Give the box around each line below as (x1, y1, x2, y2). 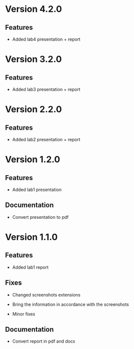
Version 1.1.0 (5, 232, 58, 243)
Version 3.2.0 (5, 53, 62, 65)
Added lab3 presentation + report (12, 87, 80, 92)
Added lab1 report (12, 264, 49, 270)
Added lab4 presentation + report (12, 36, 81, 42)
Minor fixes (12, 311, 35, 317)
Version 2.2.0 (5, 104, 62, 115)
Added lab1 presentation (12, 187, 62, 193)
